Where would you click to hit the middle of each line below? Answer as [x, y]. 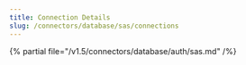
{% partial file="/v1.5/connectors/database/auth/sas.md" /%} [123, 51]
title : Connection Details [60, 17]
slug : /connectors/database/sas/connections [94, 26]
